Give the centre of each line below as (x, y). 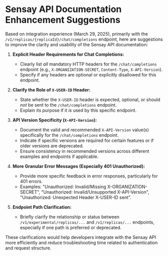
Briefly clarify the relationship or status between (69, 217)
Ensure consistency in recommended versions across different (85, 151)
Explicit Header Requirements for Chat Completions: (68, 54)
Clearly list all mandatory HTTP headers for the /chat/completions (88, 64)
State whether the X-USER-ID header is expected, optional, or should (90, 100)
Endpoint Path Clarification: (42, 207)
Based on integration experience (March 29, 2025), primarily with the (77, 34)
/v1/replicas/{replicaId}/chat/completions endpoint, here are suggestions (84, 39)
